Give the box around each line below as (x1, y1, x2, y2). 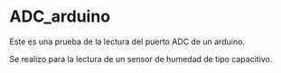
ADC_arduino (9, 6, 111, 27)
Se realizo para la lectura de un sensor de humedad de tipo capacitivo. (9, 53, 273, 64)
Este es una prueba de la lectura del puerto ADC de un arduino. (9, 36, 246, 47)
